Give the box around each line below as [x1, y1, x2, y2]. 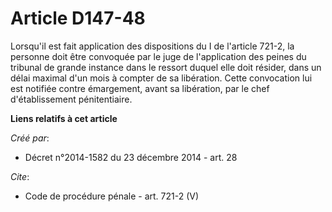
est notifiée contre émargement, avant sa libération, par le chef [10, 82, 270, 94]
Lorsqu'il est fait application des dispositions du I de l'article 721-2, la [10, 40, 295, 52]
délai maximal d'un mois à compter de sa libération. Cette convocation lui [10, 72, 313, 84]
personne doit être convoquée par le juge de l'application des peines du [10, 50, 307, 62]
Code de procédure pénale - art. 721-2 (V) [24, 190, 200, 202]
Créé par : [10, 132, 50, 144]
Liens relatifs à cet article [10, 112, 118, 124]
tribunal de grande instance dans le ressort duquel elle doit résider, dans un [10, 61, 322, 73]
